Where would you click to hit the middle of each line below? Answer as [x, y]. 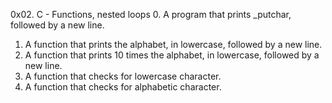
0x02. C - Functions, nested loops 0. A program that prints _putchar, [151, 14]
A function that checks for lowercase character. [123, 76]
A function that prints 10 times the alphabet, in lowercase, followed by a [172, 55]
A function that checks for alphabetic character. [123, 87]
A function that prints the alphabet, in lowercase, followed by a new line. [173, 44]
